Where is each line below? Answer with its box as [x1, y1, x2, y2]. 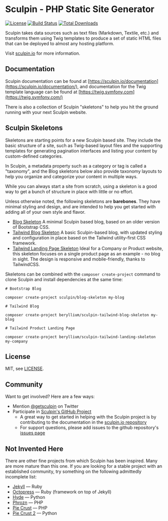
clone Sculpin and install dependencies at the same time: [5, 276, 123, 282]
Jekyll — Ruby [12, 483, 43, 489]
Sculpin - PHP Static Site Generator [5, 4, 154, 15]
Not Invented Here [5, 444, 64, 453]
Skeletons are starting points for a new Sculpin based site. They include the [5, 137, 161, 143]
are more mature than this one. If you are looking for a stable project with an [5, 463, 162, 469]
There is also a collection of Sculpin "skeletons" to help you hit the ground [5, 104, 158, 110]
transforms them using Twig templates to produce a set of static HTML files [5, 35, 161, 41]
